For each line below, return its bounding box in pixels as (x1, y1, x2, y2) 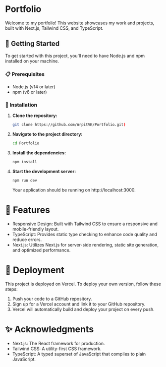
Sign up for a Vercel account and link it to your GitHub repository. (12, 301, 146, 307)
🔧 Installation (5, 101, 38, 108)
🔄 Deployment (5, 264, 64, 276)
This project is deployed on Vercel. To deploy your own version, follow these (5, 281, 161, 287)
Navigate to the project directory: (12, 131, 83, 137)
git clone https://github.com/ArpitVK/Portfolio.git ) (12, 122, 126, 127)
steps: (5, 286, 18, 292)
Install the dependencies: (12, 150, 66, 156)
